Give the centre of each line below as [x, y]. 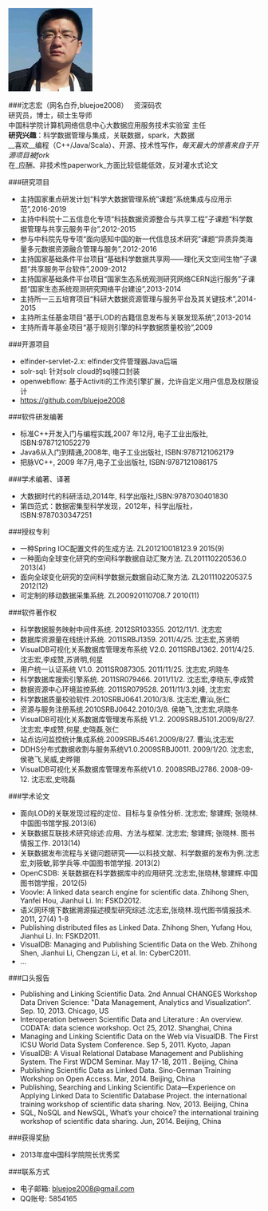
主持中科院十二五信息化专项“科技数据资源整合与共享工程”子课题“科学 [133, 219]
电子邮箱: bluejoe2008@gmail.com [77, 1189]
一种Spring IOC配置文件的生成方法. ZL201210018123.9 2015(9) [122, 548]
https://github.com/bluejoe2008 [72, 400]
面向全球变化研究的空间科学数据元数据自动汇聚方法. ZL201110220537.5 [136, 577]
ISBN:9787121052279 [55, 443]
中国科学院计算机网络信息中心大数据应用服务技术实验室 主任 [107, 125]
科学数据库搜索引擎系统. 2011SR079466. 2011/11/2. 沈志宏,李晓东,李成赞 [137, 679]
